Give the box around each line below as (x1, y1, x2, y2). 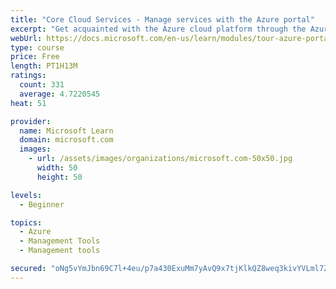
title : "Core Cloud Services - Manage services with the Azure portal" (10, 14, 315, 25)
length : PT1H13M (10, 61, 78, 71)
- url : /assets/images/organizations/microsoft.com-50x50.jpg (28, 154, 293, 164)
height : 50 (36, 172, 83, 182)
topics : (10, 217, 43, 228)
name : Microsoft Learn (19, 126, 114, 136)
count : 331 (19, 80, 65, 90)
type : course (10, 42, 65, 53)
